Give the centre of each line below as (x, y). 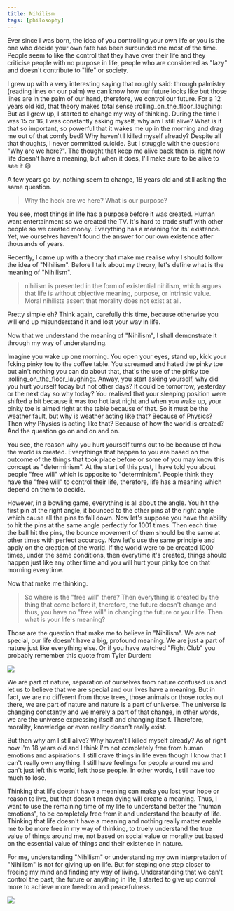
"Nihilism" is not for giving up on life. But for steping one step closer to (109, 864)
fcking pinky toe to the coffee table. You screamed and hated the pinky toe (115, 364)
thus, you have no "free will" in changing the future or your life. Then (123, 612)
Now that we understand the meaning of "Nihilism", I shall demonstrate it (112, 335)
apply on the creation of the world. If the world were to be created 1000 (110, 547)
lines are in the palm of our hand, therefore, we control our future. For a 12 (114, 98)
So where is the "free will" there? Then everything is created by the (122, 597)
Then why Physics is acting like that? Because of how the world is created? (116, 423)
